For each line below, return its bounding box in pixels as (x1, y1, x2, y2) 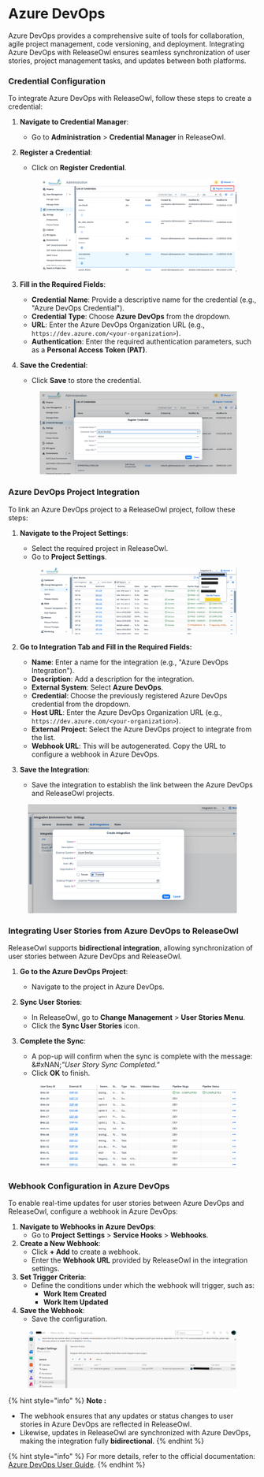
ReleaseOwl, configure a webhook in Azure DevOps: (8, 1207, 179, 1216)
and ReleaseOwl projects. (31, 788, 115, 798)
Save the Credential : (19, 360, 88, 370)
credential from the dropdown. (31, 699, 131, 709)
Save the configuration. (31, 1314, 108, 1324)
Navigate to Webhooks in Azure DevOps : (19, 1222, 156, 1232)
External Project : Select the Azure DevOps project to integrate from (31, 724, 252, 734)
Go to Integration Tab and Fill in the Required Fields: (19, 642, 192, 651)
